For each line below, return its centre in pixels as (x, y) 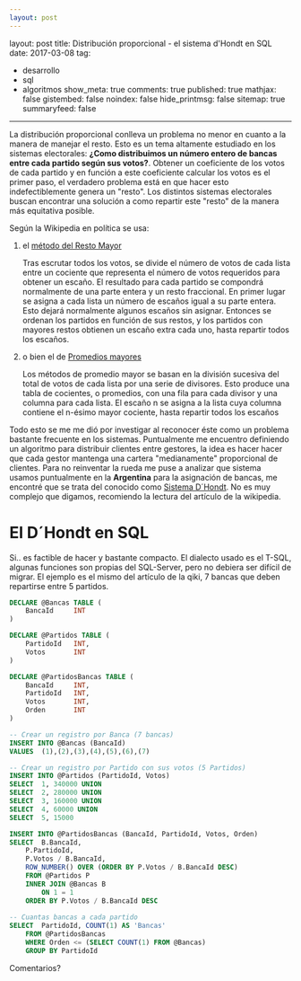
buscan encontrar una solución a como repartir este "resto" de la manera (144, 201)
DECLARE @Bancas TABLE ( (56, 603)
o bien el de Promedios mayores (82, 357)
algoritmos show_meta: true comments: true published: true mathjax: (149, 89)
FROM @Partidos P (58, 876)
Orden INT (56, 711)
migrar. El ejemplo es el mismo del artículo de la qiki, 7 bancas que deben (145, 577)
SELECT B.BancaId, (46, 842)
